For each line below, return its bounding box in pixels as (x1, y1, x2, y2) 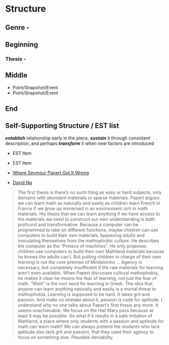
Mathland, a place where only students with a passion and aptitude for (17, 318, 164, 324)
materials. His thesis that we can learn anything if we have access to (17, 211, 160, 217)
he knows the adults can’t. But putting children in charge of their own (17, 254, 161, 260)
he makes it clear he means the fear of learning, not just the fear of (17, 275, 157, 281)
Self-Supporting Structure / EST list (5, 122, 120, 130)
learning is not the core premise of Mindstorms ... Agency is (17, 259, 142, 265)
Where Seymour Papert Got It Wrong (12, 170, 89, 176)
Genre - (5, 23, 30, 32)
